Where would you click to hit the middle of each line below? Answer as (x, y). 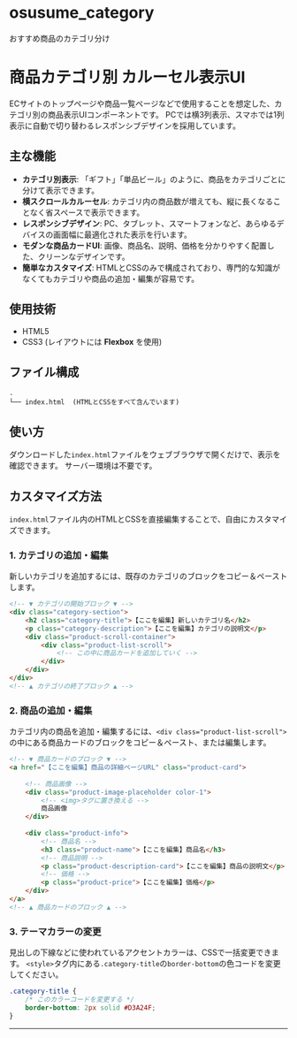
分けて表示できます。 (61, 190)
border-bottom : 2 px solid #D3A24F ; (91, 1007)
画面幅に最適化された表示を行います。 (122, 234)
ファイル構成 (44, 372)
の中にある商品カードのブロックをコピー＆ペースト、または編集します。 (140, 743)
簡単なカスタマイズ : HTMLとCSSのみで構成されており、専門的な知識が (151, 267)
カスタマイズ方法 (56, 496)
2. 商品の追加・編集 (51, 710)
